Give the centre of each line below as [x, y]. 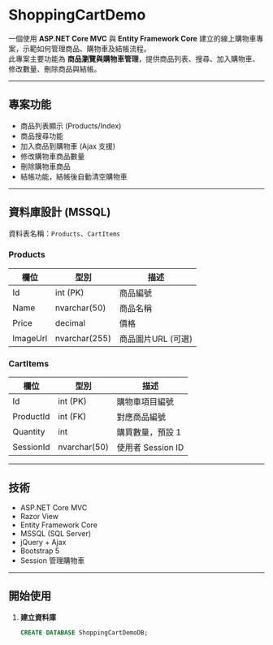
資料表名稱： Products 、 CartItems [64, 233]
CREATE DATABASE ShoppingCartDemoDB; [84, 632]
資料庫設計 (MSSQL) [60, 212]
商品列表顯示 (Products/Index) [71, 126]
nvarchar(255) [84, 338]
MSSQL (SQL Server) [56, 533]
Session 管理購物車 [52, 560]
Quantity [29, 432]
